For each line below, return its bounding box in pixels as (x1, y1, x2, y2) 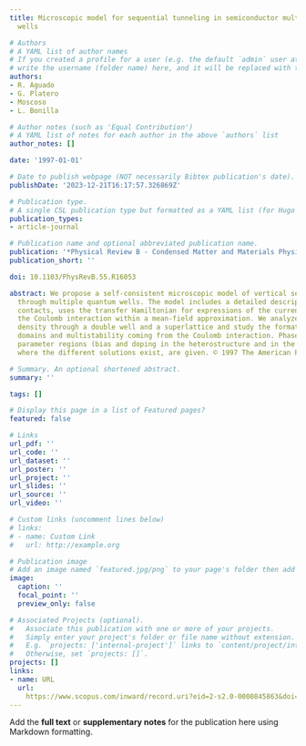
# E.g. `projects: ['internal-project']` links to (9, 641, 214, 650)
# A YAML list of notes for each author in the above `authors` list (9, 131, 280, 140)
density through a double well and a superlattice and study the (17, 322, 271, 332)
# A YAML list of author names (9, 46, 128, 56)
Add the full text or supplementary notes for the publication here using (9, 717, 280, 728)
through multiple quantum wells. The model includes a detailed (17, 297, 267, 306)
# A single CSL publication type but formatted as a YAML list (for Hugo (9, 206, 296, 215)
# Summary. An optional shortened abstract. (9, 364, 181, 373)
